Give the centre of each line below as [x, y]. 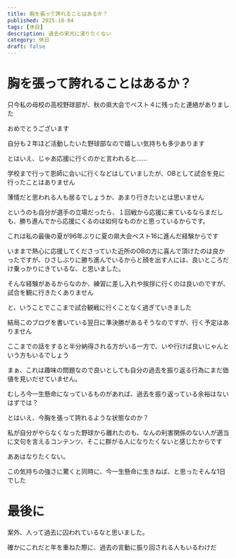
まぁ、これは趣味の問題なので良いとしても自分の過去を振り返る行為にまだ [115, 370]
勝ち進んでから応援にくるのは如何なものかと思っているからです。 [114, 221]
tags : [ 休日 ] [25, 27]
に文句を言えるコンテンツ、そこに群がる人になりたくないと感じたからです [115, 441]
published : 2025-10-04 [41, 20]
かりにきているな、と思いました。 [75, 268]
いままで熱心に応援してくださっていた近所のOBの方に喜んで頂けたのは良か [116, 250]
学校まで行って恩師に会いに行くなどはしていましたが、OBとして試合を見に [116, 173]
